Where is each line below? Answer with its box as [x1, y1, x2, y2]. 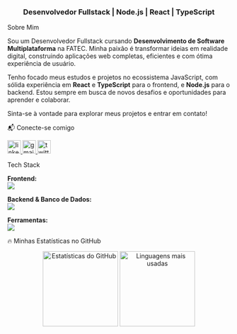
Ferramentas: [7, 216, 48, 224]
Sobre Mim [7, 23, 40, 32]
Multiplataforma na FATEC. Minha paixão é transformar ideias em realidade [7, 45, 229, 53]
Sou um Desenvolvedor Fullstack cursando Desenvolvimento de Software [7, 37, 225, 45]
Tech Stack [7, 161, 40, 169]
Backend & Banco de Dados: [7, 195, 92, 204]
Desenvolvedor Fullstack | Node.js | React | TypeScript [23, 7, 215, 17]
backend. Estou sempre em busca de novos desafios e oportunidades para [7, 88, 226, 97]
